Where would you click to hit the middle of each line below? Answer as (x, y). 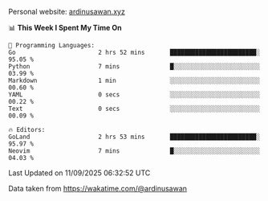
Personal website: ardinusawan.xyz (67, 12)
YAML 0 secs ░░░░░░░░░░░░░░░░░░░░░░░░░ (134, 95)
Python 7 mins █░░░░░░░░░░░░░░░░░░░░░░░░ (134, 67)
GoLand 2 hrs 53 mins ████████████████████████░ (134, 137)
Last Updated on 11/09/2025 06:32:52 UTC (79, 173)
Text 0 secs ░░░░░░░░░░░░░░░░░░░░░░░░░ (134, 109)
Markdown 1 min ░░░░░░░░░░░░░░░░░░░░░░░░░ (134, 80)
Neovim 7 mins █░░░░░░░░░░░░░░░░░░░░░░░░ (134, 151)
